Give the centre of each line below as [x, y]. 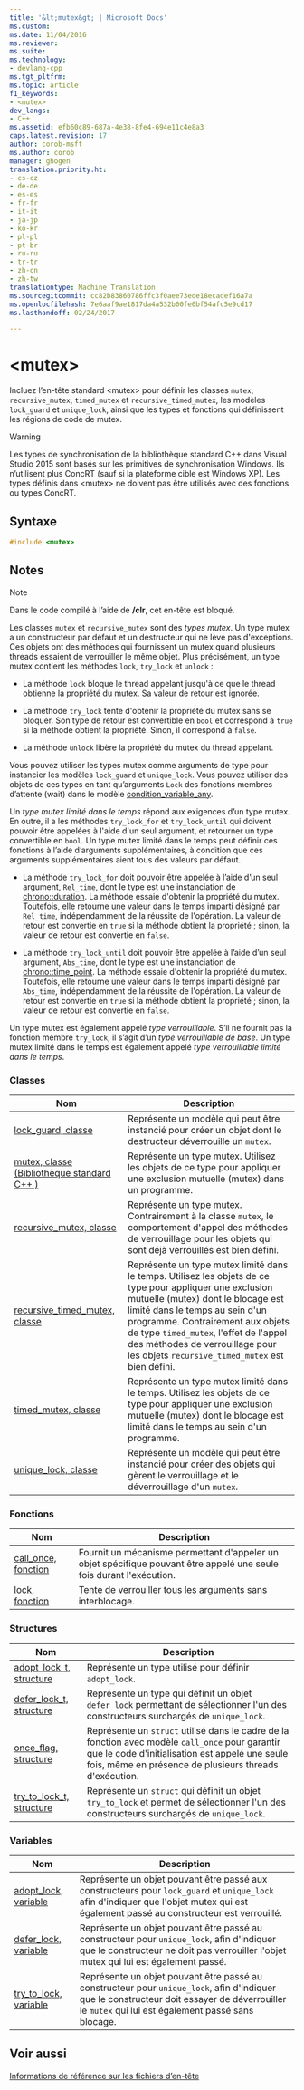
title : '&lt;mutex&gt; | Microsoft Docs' [89, 18]
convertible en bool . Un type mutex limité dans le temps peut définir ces [143, 840]
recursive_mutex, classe [65, 1227]
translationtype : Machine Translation [82, 287]
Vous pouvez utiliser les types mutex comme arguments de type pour [139, 765]
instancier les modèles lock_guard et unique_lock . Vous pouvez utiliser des [149, 775]
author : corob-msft [46, 144]
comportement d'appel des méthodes [208, 1227]
